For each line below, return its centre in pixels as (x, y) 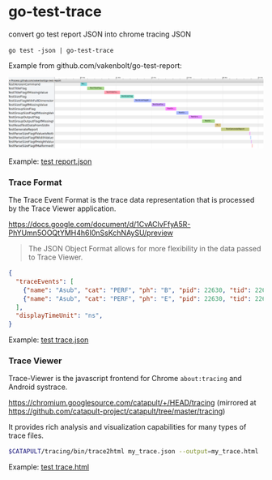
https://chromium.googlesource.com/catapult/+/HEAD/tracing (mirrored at (132, 403)
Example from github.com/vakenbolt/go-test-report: (95, 65)
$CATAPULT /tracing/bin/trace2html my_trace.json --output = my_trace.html (134, 452)
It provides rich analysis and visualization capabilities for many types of (127, 427)
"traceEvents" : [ (45, 281)
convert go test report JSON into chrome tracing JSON (100, 34)
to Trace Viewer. (55, 257)
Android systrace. (38, 387)
